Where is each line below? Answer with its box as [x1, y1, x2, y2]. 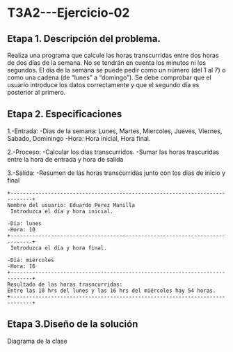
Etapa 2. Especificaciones [7, 108, 122, 120]
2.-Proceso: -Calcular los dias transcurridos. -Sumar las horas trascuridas [7, 148, 220, 156]
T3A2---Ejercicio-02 [7, 5, 130, 21]
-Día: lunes [7, 220, 42, 227]
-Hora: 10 [7, 226, 36, 233]
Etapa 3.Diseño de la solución [7, 319, 138, 330]
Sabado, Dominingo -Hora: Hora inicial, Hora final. [7, 134, 151, 142]
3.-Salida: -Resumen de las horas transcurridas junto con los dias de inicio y [7, 169, 226, 177]
